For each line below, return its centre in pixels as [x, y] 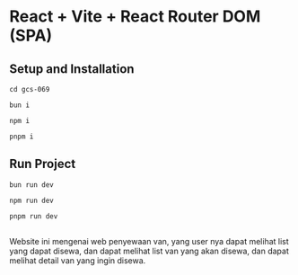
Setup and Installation [72, 69]
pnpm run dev [34, 216]
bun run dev [31, 185]
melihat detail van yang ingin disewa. [78, 261]
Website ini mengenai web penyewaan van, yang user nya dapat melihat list [149, 242]
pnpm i [22, 137]
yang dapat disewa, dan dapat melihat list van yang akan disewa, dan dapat [149, 251]
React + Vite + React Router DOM [135, 17]
